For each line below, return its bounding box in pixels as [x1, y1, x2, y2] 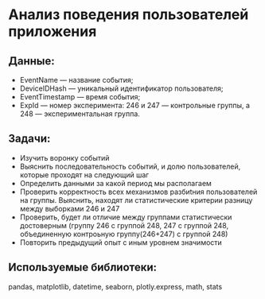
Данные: [8, 54, 55, 68]
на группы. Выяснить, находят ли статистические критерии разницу [19, 195, 253, 204]
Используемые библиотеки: [8, 261, 158, 274]
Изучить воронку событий [19, 153, 110, 162]
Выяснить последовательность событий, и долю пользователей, [19, 161, 241, 171]
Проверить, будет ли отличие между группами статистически [19, 212, 232, 222]
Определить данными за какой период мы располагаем [19, 178, 212, 188]
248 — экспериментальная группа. [19, 109, 141, 118]
